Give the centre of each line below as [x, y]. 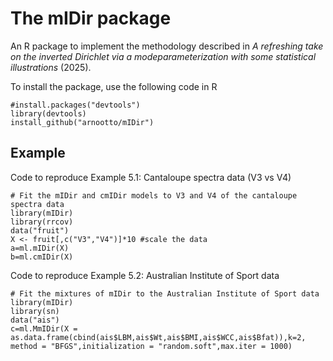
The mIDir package [91, 18]
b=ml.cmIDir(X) [42, 257]
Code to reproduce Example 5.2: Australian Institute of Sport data [145, 275]
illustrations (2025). [51, 67]
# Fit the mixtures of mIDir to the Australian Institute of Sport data [165, 293]
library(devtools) [48, 113]
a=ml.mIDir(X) [40, 248]
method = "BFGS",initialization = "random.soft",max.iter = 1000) [151, 346]
